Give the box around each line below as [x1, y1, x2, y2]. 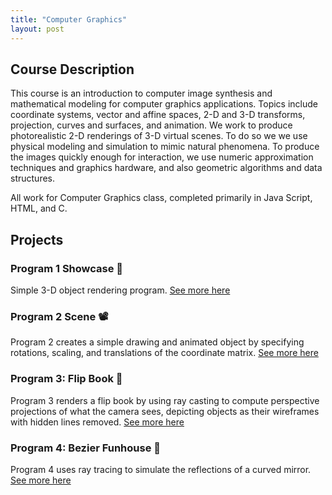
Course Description [10, 61, 135, 78]
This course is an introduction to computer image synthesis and [10, 87, 273, 100]
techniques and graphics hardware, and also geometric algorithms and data [10, 162, 323, 174]
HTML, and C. [10, 202, 68, 215]
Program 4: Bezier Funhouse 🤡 [10, 441, 162, 455]
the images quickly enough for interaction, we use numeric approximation [10, 151, 314, 163]
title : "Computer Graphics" [10, 14, 128, 25]
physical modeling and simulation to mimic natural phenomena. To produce [10, 141, 320, 153]
